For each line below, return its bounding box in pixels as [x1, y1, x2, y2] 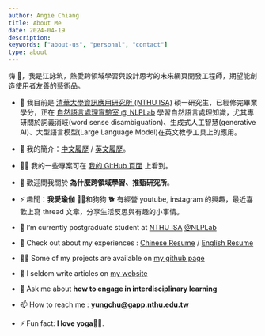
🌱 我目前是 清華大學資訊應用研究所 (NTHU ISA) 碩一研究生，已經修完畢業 [19, 98, 258, 107]
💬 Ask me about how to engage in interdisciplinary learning [19, 284, 218, 293]
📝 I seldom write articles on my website [19, 269, 148, 277]
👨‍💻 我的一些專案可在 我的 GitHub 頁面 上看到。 [19, 161, 172, 170]
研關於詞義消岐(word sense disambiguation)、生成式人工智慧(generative [19, 118, 256, 126]
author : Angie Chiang [8, 11, 80, 20]
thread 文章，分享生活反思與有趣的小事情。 [42, 207, 184, 216]
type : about [8, 48, 47, 56]
